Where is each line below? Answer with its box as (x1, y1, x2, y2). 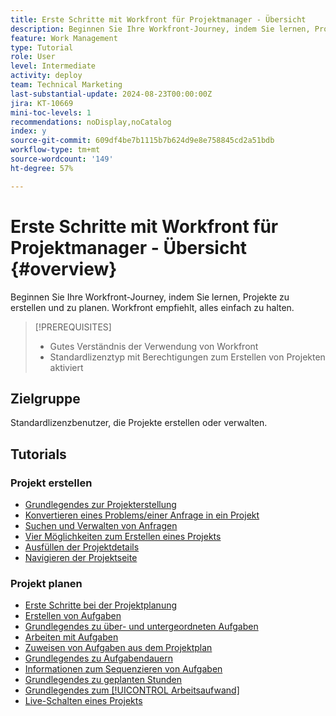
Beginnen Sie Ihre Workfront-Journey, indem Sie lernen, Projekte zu (10, 291, 290, 303)
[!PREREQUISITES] (34, 321, 112, 333)
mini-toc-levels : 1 (10, 107, 92, 118)
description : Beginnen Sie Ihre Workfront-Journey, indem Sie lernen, (10, 24, 311, 34)
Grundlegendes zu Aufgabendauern (24, 652, 174, 665)
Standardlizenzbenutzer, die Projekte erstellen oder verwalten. (10, 417, 268, 429)
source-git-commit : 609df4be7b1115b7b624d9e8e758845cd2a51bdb (10, 136, 275, 146)
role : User (10, 52, 56, 62)
